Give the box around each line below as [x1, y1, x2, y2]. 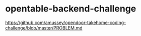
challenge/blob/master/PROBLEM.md [5, 24, 83, 30]
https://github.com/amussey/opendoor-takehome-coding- [5, 19, 126, 25]
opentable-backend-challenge [5, 3, 136, 14]
